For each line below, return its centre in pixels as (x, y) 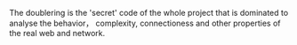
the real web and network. (57, 33)
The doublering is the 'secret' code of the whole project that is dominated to (149, 13)
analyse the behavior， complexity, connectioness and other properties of (145, 23)
